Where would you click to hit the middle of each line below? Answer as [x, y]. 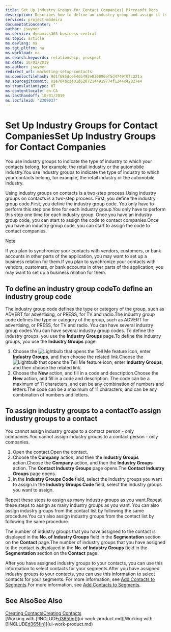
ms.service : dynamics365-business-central [51, 34]
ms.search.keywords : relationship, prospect [53, 57]
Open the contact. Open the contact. [50, 452]
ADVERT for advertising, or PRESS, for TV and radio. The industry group [80, 314]
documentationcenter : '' [32, 24]
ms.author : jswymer [26, 67]
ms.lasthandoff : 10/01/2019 [35, 96]
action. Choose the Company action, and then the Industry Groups [83, 462]
